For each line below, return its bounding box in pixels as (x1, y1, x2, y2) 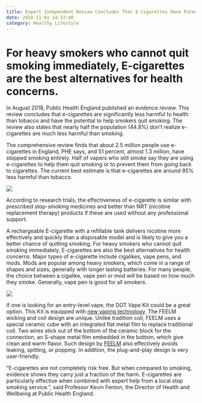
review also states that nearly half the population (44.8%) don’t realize (6, 123, 180, 131)
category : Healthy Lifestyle (6, 20, 79, 26)
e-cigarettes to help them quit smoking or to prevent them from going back (6, 161, 192, 168)
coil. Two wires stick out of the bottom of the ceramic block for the (6, 327, 171, 334)
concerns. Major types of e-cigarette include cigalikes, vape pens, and (6, 253, 182, 260)
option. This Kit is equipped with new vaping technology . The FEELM (6, 308, 176, 315)
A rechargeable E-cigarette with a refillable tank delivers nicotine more (6, 227, 182, 235)
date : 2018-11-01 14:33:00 (6, 14, 74, 20)
